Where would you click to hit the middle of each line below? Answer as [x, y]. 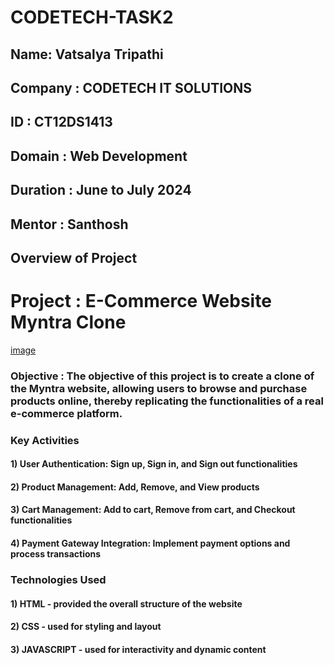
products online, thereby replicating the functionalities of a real [167, 401]
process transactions [56, 554]
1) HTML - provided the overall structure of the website [126, 603]
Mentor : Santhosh [69, 224]
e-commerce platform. [66, 413]
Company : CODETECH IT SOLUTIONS [131, 87]
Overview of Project [74, 257]
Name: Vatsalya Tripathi [87, 54]
